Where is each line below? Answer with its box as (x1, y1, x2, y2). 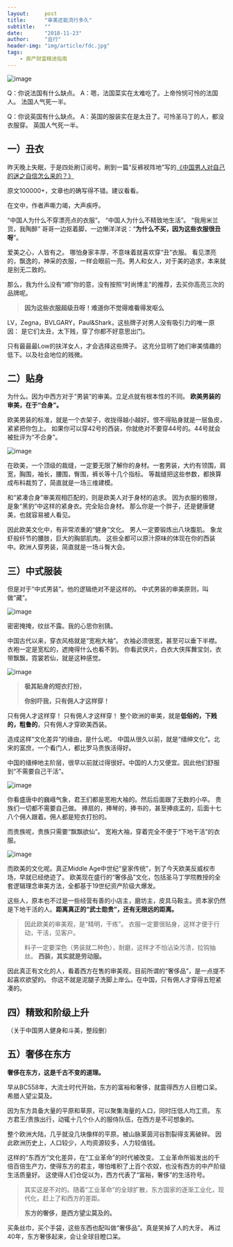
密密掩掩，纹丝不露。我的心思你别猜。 (7, 622, 116, 630)
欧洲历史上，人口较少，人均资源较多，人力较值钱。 (12, 1138, 159, 1146)
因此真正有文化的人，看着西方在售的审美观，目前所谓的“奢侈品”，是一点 (7, 966, 214, 976)
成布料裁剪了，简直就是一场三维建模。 (7, 478, 116, 487)
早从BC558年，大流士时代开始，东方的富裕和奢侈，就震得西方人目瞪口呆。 (7, 1082, 221, 1091)
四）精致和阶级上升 (7, 1006, 89, 1018)
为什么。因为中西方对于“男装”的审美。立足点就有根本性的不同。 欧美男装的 (7, 392, 221, 401)
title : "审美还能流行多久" (7, 17, 92, 24)
